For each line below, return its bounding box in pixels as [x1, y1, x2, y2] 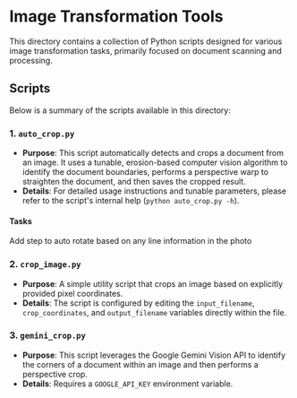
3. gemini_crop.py [9, 329, 87, 342]
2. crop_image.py [9, 258, 81, 271]
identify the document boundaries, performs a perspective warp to [21, 167, 269, 177]
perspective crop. [21, 368, 88, 379]
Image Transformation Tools [9, 6, 224, 27]
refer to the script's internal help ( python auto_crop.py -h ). [21, 195, 240, 206]
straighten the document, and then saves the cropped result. [21, 177, 246, 187]
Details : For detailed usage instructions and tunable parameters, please [21, 186, 287, 196]
